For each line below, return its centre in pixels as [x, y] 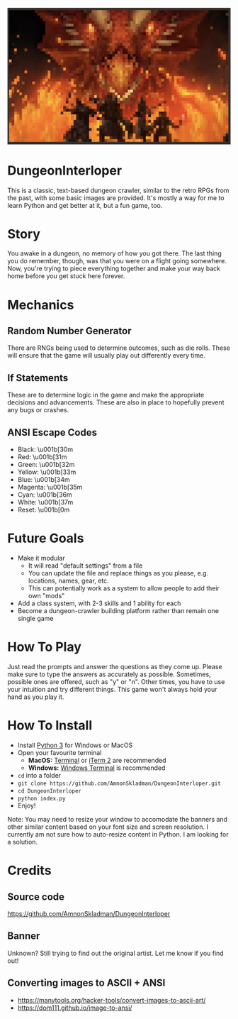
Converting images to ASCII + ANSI [86, 983]
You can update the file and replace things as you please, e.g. [118, 573]
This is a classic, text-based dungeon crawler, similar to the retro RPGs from [118, 190]
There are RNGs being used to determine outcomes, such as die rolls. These [119, 348]
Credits [29, 871]
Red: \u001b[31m [42, 457]
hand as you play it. [36, 697]
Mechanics [41, 305]
